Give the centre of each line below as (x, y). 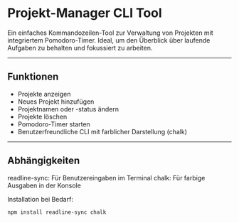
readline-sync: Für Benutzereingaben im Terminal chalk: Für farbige (106, 178)
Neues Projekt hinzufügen (56, 102)
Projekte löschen (42, 116)
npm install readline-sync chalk (57, 212)
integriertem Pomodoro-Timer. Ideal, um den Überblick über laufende (109, 40)
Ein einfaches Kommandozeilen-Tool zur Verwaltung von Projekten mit (110, 33)
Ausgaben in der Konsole (44, 185)
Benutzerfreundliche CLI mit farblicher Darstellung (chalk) (102, 131)
